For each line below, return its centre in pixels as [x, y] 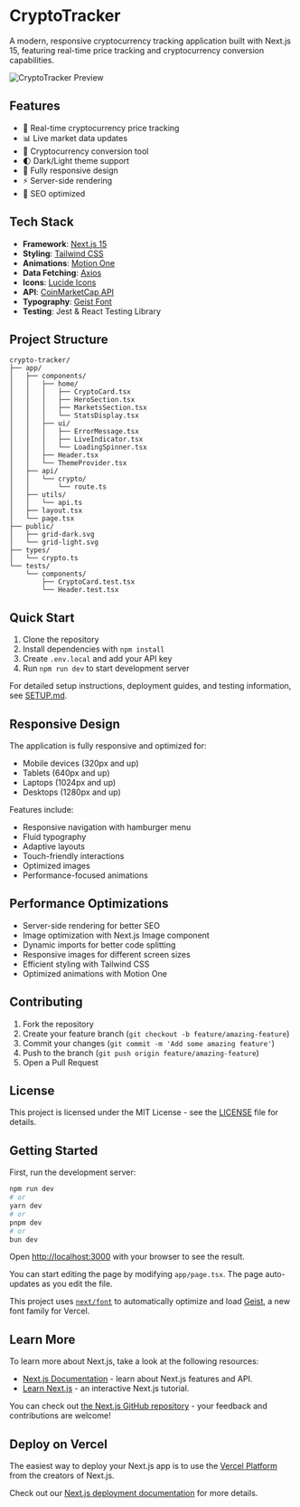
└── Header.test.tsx [80, 590]
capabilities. [32, 60]
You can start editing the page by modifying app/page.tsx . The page [136, 1274]
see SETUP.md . [38, 696]
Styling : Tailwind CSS [63, 253]
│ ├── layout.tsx [46, 511]
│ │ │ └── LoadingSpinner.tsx [78, 448]
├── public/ [32, 527]
